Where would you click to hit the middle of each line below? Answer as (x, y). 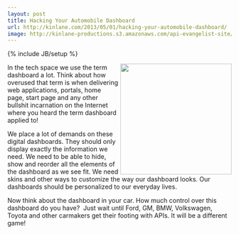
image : (17, 34)
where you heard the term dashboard (62, 113)
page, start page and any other (53, 98)
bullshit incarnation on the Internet (58, 105)
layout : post (27, 14)
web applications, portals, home (54, 90)
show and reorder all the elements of (61, 165)
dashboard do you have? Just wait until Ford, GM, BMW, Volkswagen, (110, 208)
